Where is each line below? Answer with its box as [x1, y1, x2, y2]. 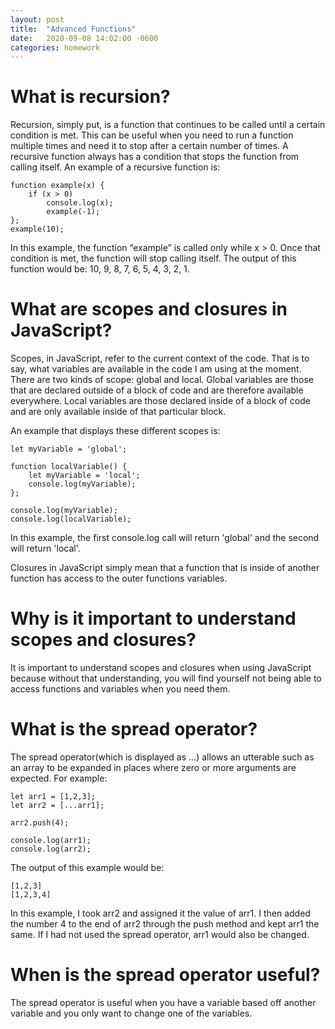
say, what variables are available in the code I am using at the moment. [10, 363, 302, 375]
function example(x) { [10, 181, 105, 191]
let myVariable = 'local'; [28, 471, 141, 481]
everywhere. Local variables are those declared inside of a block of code [10, 395, 311, 407]
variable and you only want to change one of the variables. [10, 1007, 253, 1019]
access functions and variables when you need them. [10, 683, 231, 695]
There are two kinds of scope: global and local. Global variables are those [10, 374, 314, 386]
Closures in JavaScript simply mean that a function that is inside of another [10, 562, 320, 574]
